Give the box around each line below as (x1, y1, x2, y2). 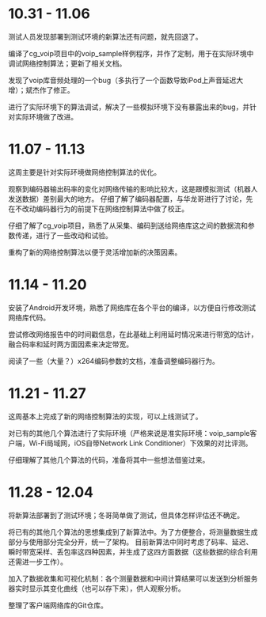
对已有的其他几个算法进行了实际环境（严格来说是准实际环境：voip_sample (8, 428, 250, 437)
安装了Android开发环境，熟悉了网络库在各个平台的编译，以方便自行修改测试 (8, 302, 256, 312)
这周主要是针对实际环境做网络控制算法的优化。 (8, 167, 161, 176)
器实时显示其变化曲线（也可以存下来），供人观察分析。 (8, 583, 185, 593)
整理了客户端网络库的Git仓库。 (8, 600, 108, 610)
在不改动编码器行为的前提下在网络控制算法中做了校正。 (8, 203, 188, 214)
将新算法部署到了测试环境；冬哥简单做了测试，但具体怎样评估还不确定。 (8, 510, 244, 520)
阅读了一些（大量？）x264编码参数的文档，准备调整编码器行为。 (8, 356, 219, 365)
